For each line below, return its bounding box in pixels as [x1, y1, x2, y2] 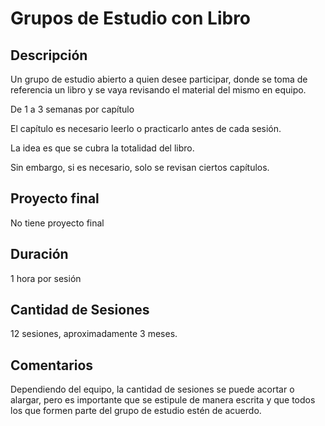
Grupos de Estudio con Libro [10, 7, 252, 30]
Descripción [10, 47, 88, 64]
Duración [10, 246, 69, 263]
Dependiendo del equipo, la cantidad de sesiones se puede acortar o [10, 383, 295, 396]
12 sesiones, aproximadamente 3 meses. [10, 328, 178, 340]
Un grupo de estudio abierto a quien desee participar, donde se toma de [10, 73, 308, 85]
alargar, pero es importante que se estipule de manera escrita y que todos [10, 394, 316, 406]
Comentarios [10, 357, 94, 374]
